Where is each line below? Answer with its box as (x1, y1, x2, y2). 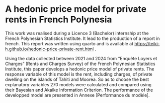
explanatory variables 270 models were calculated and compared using (5, 81, 152, 87)
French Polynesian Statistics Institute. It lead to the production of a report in (5, 35, 160, 41)
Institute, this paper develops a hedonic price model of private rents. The (5, 66, 155, 72)
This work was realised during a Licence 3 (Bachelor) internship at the (5, 30, 149, 36)
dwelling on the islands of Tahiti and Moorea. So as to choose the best (5, 76, 149, 82)
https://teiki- (134, 40, 160, 46)
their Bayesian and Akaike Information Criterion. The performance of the (5, 87, 153, 93)
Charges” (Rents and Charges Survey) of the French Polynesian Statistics (5, 61, 156, 67)
